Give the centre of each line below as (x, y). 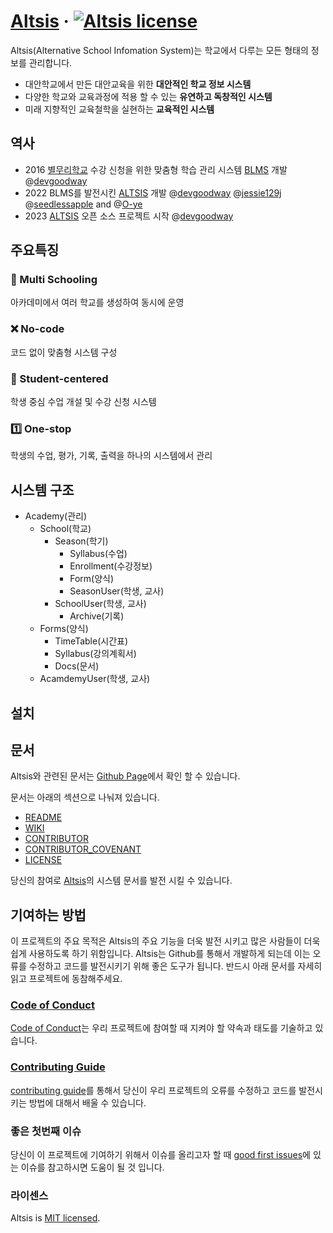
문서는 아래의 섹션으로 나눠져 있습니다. (85, 797)
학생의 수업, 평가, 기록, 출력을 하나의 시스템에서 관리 (111, 456)
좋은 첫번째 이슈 (46, 1131)
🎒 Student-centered (59, 378)
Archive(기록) (97, 616)
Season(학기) (81, 541)
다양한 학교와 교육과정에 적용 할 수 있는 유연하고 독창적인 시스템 (148, 96)
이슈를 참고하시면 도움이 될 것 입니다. (92, 1167)
